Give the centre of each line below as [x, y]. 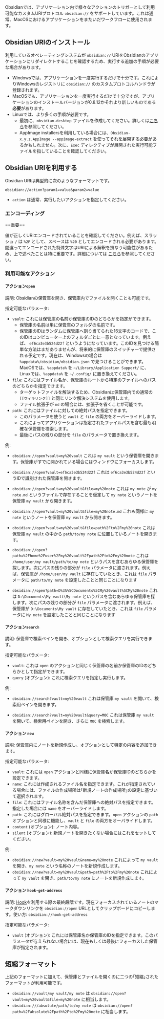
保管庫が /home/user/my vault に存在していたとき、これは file [84, 574]
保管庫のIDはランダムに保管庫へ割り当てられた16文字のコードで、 [86, 331]
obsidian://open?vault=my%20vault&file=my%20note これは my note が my [84, 489]
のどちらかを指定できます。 [40, 386]
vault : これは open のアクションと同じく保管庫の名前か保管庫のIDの [80, 666]
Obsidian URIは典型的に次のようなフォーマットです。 [59, 180]
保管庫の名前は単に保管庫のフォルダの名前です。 [69, 325]
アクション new [20, 733]
